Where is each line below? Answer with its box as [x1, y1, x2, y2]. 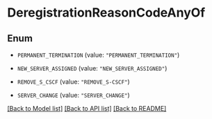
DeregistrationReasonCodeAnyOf [7, 5, 206, 21]
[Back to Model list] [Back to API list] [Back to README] [7, 104, 167, 112]
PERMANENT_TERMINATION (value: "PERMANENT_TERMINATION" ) [17, 51, 180, 59]
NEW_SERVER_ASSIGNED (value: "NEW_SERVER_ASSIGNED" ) [17, 64, 168, 72]
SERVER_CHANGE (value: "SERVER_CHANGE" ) [17, 91, 130, 99]
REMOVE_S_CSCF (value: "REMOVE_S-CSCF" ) [17, 77, 130, 86]
